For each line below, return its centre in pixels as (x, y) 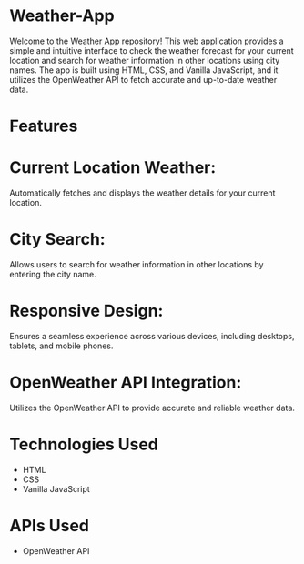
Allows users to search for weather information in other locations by (137, 264)
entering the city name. (53, 274)
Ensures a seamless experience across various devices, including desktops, (152, 336)
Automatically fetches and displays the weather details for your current (142, 193)
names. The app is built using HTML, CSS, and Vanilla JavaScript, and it (144, 70)
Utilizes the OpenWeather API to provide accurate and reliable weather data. (152, 408)
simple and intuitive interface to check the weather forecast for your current (152, 50)
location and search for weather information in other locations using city (145, 60)
